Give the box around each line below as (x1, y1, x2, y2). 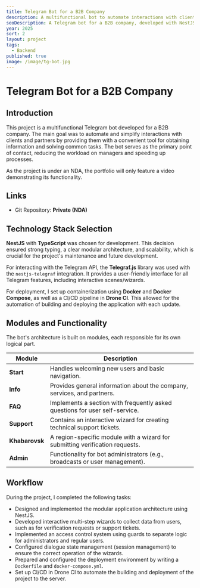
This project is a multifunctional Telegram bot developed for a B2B (6, 123, 168, 131)
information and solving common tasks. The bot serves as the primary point (6, 143, 192, 150)
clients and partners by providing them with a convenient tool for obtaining (6, 137, 189, 144)
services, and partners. (49, 389, 115, 397)
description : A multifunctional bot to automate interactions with (6, 14, 177, 20)
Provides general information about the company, (49, 381, 189, 389)
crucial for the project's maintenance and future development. (6, 252, 158, 259)
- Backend (11, 48, 36, 54)
